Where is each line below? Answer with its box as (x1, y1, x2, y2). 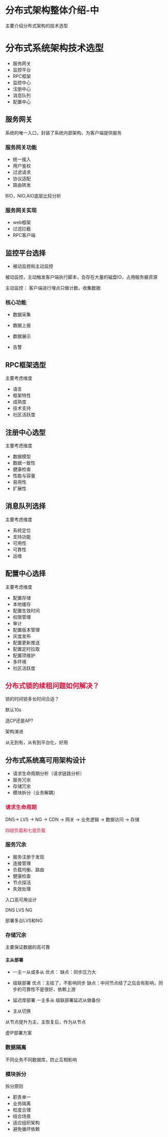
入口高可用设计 (5, 897, 37, 903)
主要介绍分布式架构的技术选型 (5, 23, 68, 29)
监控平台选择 (5, 249, 46, 257)
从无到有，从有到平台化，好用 (5, 739, 68, 746)
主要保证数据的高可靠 (5, 944, 50, 950)
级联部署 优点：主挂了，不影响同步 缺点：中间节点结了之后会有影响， (12, 980, 159, 986)
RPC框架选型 (5, 360, 46, 369)
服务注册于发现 (12, 854, 44, 860)
